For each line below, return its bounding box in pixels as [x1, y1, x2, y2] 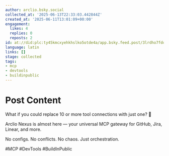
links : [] [5, 49, 26, 54]
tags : [5, 59, 17, 64]
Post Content [5, 95, 61, 106]
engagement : [5, 21, 30, 27]
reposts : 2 [10, 36, 33, 41]
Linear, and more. [5, 126, 42, 132]
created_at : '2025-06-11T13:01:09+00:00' [5, 17, 94, 22]
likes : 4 [10, 26, 28, 31]
